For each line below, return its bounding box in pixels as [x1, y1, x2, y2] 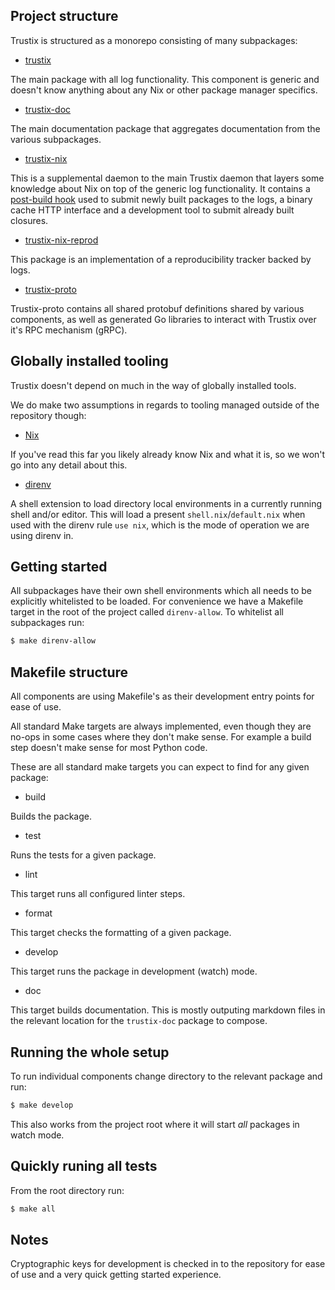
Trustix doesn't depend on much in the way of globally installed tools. [10, 379, 297, 391]
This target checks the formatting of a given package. [10, 927, 232, 939]
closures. [10, 214, 49, 226]
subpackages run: [10, 617, 85, 629]
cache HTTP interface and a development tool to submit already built [10, 204, 295, 216]
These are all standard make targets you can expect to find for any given [10, 761, 310, 773]
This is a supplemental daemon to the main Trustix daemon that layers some [10, 172, 325, 184]
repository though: [10, 409, 87, 421]
